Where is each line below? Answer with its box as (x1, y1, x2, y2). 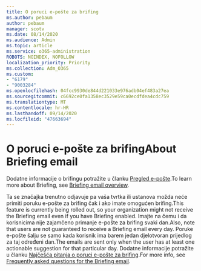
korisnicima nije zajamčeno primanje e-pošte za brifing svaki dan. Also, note (6, 219, 195, 226)
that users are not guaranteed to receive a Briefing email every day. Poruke (6, 226, 194, 233)
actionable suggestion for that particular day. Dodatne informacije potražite (6, 245, 194, 252)
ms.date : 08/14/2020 (6, 32, 59, 38)
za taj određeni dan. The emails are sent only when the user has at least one (6, 238, 195, 246)
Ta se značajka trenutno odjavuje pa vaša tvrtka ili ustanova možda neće (6, 193, 188, 201)
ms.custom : (6, 71, 34, 77)
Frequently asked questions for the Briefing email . (6, 258, 131, 265)
